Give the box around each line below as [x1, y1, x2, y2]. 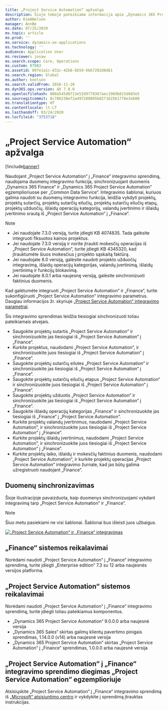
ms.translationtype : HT [5, 101, 55, 106]
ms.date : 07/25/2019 [5, 26, 48, 31]
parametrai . [5, 303, 29, 309]
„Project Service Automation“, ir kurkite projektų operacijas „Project [12, 456, 151, 462]
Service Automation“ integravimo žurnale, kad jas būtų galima [12, 461, 140, 467]
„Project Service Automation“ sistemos [5, 582, 130, 591]
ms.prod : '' [5, 36, 30, 41]
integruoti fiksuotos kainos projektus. [12, 235, 89, 241]
